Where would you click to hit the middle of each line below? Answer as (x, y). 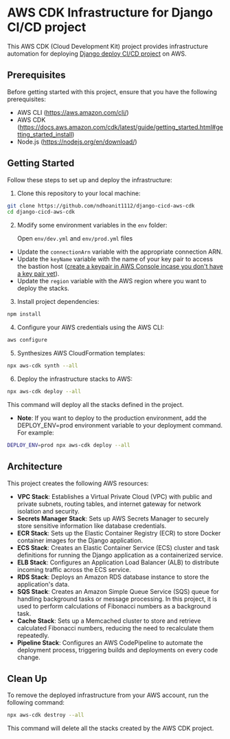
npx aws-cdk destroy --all (46, 715)
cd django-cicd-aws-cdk (41, 212)
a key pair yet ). (38, 274)
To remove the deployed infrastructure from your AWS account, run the (108, 695)
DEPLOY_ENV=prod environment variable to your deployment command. (120, 425)
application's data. (43, 584)
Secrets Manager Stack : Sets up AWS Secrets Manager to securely (113, 518)
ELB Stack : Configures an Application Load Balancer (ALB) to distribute (118, 562)
